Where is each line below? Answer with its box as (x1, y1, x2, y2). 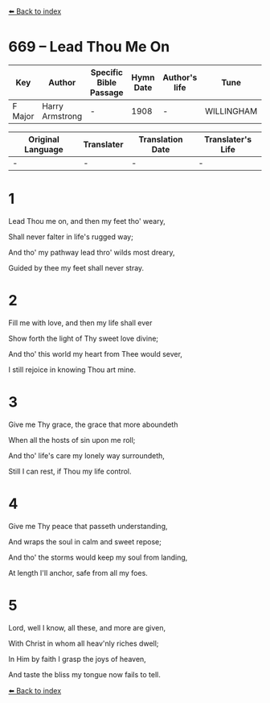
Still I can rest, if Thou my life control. (8, 466, 132, 476)
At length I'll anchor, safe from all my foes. (8, 568, 149, 577)
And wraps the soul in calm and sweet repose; (8, 536, 162, 546)
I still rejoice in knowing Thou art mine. (8, 365, 137, 374)
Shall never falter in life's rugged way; (8, 232, 134, 242)
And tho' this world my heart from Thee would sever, (8, 349, 183, 358)
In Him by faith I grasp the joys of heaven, (8, 654, 146, 664)
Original (27, 134, 60, 145)
